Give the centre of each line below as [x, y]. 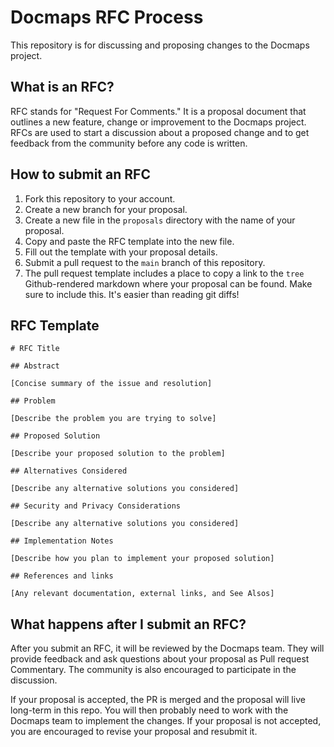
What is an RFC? [62, 87]
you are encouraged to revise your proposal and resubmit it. [134, 732]
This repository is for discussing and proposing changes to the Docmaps [160, 45]
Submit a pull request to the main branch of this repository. [145, 262]
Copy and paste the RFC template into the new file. [129, 241]
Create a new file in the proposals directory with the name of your [160, 220]
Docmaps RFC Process [107, 17]
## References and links [62, 576]
